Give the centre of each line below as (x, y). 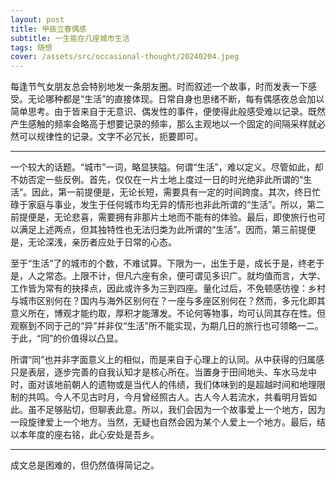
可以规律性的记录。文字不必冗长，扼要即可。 (110, 137)
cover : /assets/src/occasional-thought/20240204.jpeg (125, 57)
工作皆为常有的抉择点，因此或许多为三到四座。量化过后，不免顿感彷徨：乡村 (168, 288)
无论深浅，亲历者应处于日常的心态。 (102, 242)
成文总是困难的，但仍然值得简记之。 (85, 465)
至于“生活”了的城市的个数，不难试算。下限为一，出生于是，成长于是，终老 (163, 263)
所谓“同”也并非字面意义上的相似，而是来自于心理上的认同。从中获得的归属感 (167, 360)
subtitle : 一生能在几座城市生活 (70, 38)
